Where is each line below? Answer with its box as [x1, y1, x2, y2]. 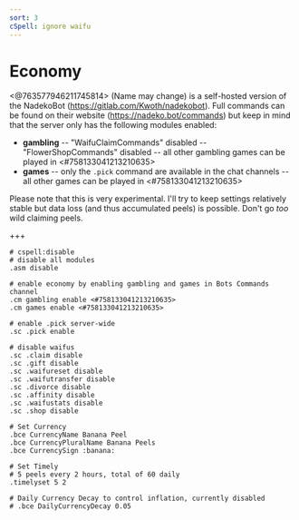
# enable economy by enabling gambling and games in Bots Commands [9, 280, 270, 289]
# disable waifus [9, 343, 75, 352]
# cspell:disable [9, 248, 75, 257]
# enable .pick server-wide [9, 319, 116, 329]
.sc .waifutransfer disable [9, 375, 116, 384]
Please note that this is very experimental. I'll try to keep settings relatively [9, 193, 287, 204]
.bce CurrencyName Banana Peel [9, 430, 128, 440]
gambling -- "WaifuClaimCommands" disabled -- [22, 137, 207, 148]
